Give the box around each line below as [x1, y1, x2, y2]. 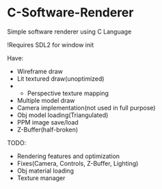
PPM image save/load [16, 118, 79, 126]
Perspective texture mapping [27, 89, 109, 97]
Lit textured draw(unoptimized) [16, 74, 105, 83]
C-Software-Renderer [7, 5, 134, 21]
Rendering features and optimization [16, 152, 120, 160]
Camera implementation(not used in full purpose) [16, 103, 156, 112]
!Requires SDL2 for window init [7, 40, 94, 49]
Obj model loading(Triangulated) [16, 111, 109, 119]
